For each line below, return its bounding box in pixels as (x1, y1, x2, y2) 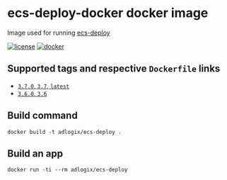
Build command (7, 110, 78, 122)
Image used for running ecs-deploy (7, 28, 111, 37)
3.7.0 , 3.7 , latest (17, 81, 69, 90)
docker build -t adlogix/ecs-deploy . (7, 128, 122, 135)
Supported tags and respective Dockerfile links (7, 62, 221, 75)
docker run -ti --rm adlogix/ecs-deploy (7, 167, 129, 174)
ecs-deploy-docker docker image (7, 5, 209, 21)
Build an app (7, 147, 64, 159)
